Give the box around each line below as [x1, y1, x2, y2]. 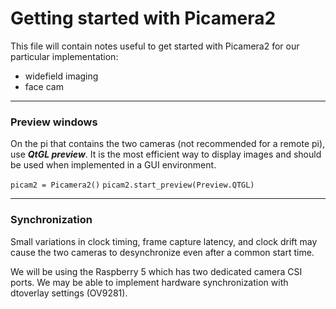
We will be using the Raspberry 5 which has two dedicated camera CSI [10, 265, 303, 277]
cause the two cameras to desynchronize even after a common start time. [10, 246, 315, 258]
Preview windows [10, 115, 98, 129]
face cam [24, 80, 64, 92]
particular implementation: [10, 50, 119, 62]
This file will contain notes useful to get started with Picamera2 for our [10, 40, 300, 52]
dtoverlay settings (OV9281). [10, 287, 128, 299]
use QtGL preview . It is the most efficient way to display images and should [10, 148, 322, 161]
